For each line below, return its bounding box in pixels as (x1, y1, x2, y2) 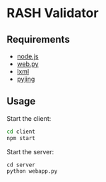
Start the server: (6, 147, 54, 156)
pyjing (16, 75, 35, 83)
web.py (16, 60, 39, 68)
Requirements (6, 33, 70, 45)
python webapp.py (6, 167, 58, 175)
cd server (6, 161, 36, 168)
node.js (16, 52, 40, 60)
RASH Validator (6, 5, 99, 21)
